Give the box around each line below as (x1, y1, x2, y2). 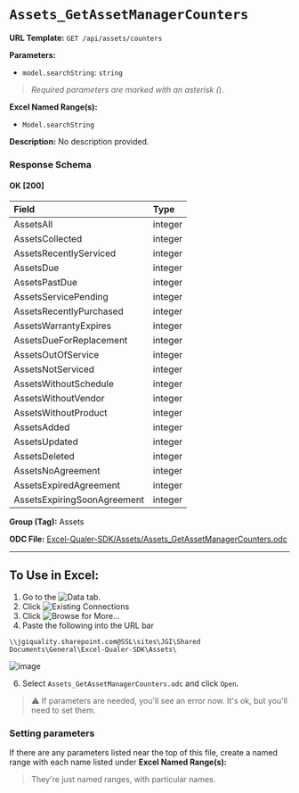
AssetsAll (13, 219, 53, 231)
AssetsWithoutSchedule (13, 377, 114, 390)
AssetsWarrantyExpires (13, 319, 112, 332)
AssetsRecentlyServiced (13, 247, 117, 260)
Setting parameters (9, 727, 95, 739)
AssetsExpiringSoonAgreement (13, 493, 145, 506)
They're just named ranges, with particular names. (30, 774, 216, 785)
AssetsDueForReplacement (13, 335, 128, 347)
